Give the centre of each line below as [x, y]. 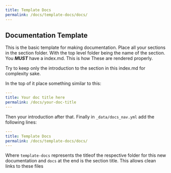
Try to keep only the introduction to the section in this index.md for [75, 68]
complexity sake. [23, 74]
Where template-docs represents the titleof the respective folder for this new [86, 155]
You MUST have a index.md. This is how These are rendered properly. [79, 59]
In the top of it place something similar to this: [53, 83]
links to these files [24, 166]
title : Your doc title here [35, 98]
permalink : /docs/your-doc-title [41, 102]
